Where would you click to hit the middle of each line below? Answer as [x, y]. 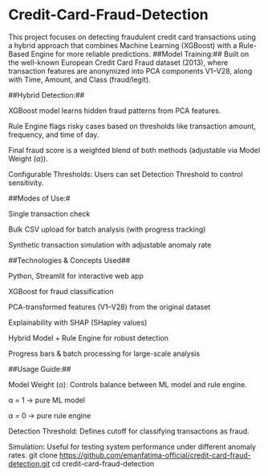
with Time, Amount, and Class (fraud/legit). [79, 79]
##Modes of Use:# [39, 198]
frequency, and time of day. [54, 135]
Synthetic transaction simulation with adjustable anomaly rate [110, 244]
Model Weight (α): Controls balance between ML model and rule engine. [128, 384]
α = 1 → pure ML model [47, 400]
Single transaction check [49, 213]
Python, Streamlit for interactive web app [76, 276]
